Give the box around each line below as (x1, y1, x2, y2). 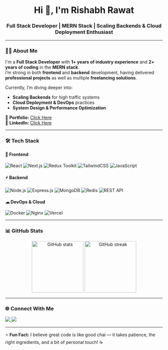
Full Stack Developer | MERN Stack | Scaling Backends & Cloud (6, 22, 161, 29)
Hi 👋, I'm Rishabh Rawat (34, 4, 134, 16)
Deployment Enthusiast (54, 28, 113, 35)
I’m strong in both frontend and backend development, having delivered (5, 69, 154, 75)
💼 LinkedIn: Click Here (5, 119, 52, 125)
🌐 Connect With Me (5, 305, 54, 312)
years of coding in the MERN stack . (5, 64, 79, 70)
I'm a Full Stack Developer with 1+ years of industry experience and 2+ (5, 58, 155, 64)
